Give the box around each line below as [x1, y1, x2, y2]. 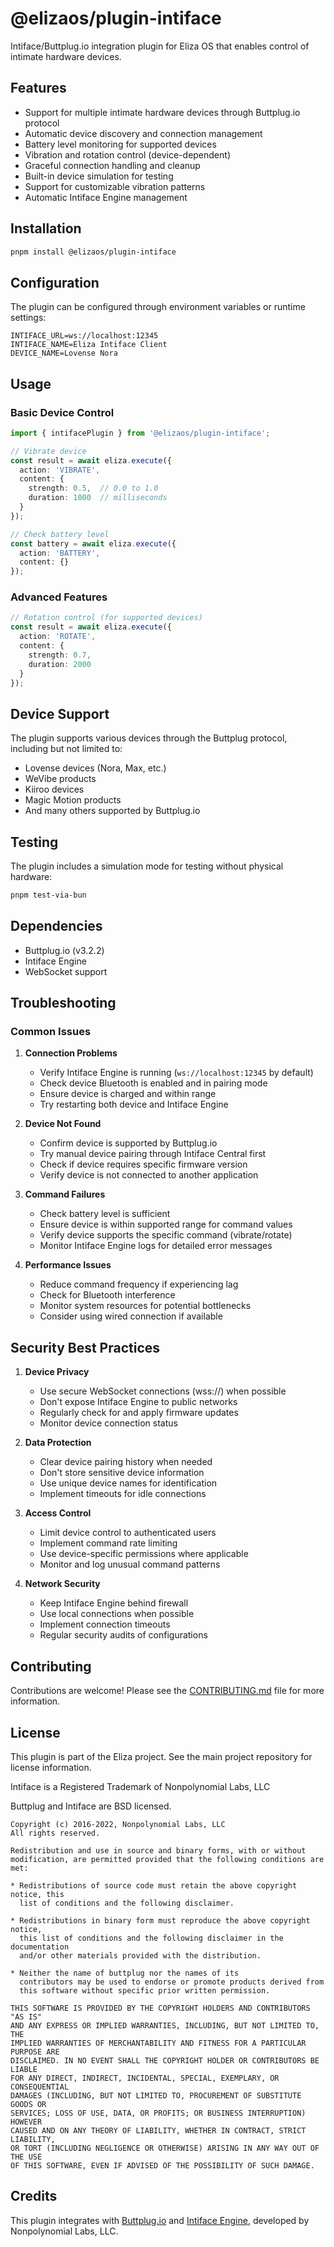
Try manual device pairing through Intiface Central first [39, 1148, 267, 1160]
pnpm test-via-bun [10, 890, 87, 901]
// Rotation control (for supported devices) [10, 613, 203, 623]
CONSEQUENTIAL [10, 2082, 70, 2092]
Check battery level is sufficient [39, 1208, 171, 1220]
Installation [10, 220, 82, 237]
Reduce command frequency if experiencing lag [39, 1278, 239, 1291]
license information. [10, 1761, 92, 1773]
